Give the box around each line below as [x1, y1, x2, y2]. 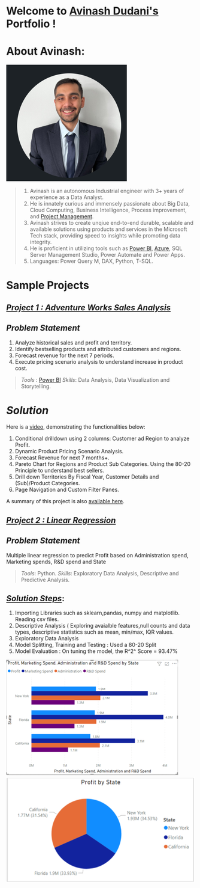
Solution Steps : [6, 593, 65, 604]
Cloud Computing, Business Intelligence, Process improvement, [29, 206, 187, 214]
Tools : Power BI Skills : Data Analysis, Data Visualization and [20, 376, 170, 383]
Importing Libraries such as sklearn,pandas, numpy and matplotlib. [14, 609, 180, 617]
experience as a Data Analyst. [29, 194, 104, 201]
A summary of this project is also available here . [6, 498, 125, 505]
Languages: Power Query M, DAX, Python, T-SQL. [29, 257, 154, 265]
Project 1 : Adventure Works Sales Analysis [6, 302, 171, 313]
